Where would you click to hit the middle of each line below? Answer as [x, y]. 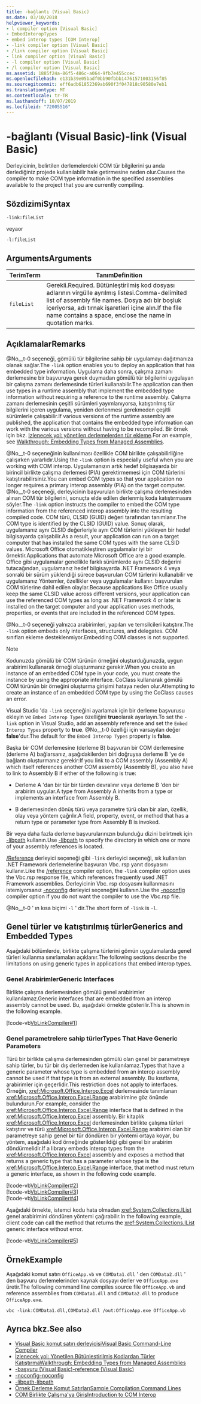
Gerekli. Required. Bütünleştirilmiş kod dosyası [111, 285]
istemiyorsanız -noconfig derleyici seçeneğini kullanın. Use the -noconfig [96, 890]
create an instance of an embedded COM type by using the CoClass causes [100, 692]
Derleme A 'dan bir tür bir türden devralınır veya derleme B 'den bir [97, 785]
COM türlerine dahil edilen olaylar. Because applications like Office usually [97, 587]
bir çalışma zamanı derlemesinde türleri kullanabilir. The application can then [100, 384]
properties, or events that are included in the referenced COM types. [91, 613]
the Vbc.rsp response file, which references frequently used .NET [87, 877]
